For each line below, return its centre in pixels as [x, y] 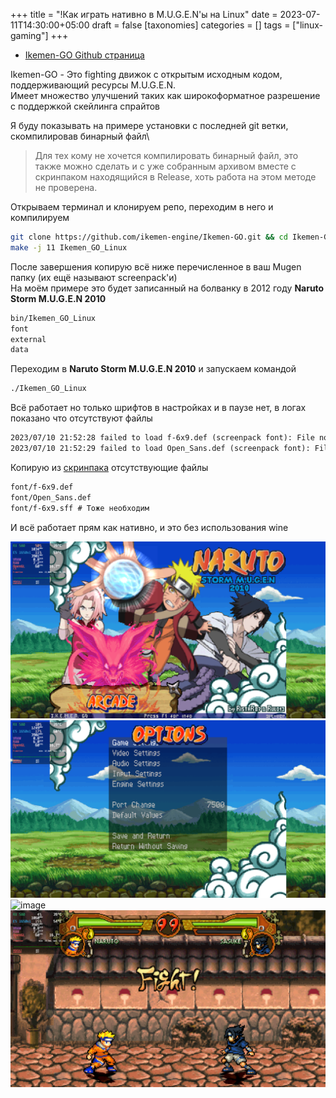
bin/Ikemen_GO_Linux [53, 318]
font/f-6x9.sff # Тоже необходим [80, 508]
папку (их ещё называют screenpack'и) [94, 277]
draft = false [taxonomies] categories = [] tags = [191, 25]
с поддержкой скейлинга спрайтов [85, 106]
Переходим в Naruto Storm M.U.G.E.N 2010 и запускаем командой [153, 369]
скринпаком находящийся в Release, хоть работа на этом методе [175, 177]
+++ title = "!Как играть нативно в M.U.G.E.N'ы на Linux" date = [144, 14]
